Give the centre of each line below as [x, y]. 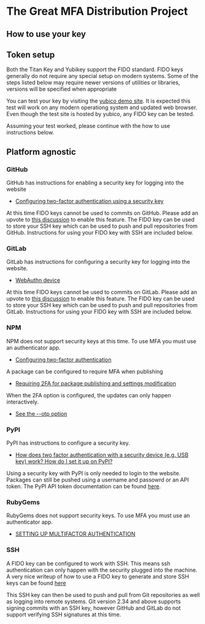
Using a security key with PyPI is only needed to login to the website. [94, 473]
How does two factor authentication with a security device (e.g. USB [102, 454]
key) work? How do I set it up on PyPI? [64, 461]
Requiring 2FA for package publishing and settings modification [95, 383]
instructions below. [30, 133]
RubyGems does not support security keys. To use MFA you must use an [98, 516]
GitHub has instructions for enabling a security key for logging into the [95, 183]
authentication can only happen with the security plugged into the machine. [102, 570]
